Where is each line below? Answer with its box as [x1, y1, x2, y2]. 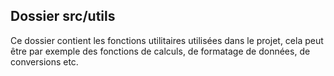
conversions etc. [10, 55, 79, 68]
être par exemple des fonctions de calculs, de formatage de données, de [10, 45, 311, 57]
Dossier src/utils [10, 8, 116, 25]
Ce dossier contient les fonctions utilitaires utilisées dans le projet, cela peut [10, 34, 324, 46]
